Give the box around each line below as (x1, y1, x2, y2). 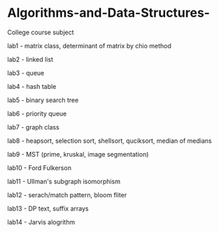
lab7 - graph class (7, 122, 59, 131)
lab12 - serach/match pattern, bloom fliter (7, 190, 127, 199)
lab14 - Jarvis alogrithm (7, 218, 76, 226)
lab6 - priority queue (7, 109, 67, 118)
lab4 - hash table (7, 82, 57, 90)
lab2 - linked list (7, 55, 54, 64)
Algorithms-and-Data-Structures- (7, 5, 210, 21)
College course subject (7, 28, 75, 36)
